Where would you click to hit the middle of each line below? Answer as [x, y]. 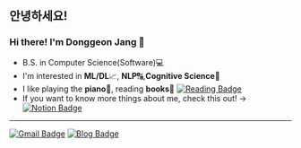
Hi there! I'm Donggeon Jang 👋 [77, 42]
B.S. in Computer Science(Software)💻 [93, 62]
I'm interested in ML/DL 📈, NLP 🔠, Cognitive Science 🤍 [121, 75]
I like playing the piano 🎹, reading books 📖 [98, 89]
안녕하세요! [39, 16]
